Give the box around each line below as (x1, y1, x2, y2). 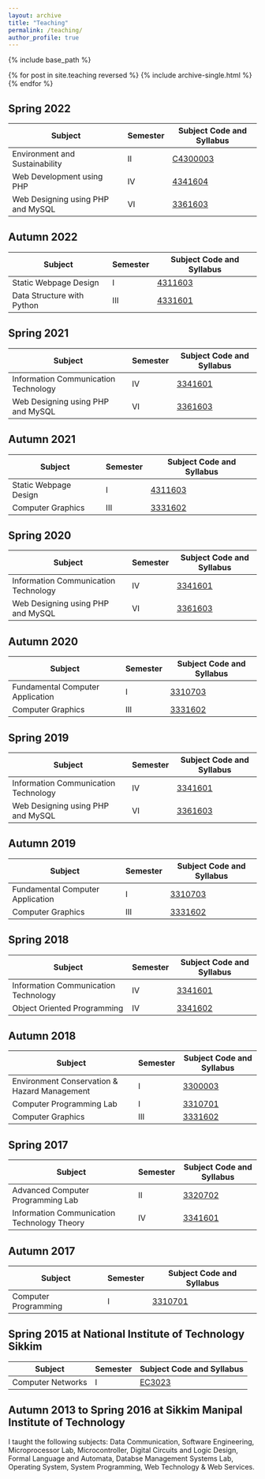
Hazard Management (12, 1086, 91, 1097)
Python (12, 299, 39, 310)
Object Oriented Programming (12, 1002, 124, 1013)
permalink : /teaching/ (8, 26, 83, 34)
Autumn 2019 (8, 837, 77, 850)
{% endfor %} (8, 79, 54, 88)
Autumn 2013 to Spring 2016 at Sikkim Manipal (8, 1403, 243, 1417)
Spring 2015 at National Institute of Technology (8, 1327, 245, 1341)
